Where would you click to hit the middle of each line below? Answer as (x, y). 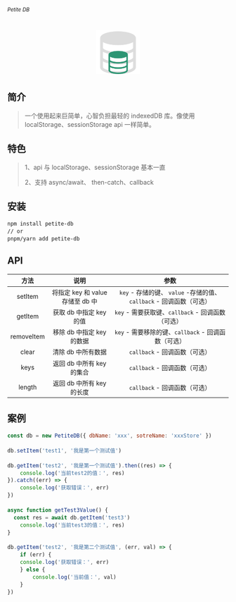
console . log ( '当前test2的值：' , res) (72, 473)
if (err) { (36, 555)
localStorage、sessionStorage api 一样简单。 (90, 124)
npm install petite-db (40, 224)
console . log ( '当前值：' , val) (75, 577)
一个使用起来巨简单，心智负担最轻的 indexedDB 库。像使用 (110, 116)
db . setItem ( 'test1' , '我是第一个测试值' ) (64, 450)
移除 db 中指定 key (79, 332)
